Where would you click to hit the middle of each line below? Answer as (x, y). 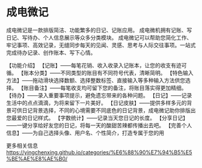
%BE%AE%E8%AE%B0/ (37, 158)
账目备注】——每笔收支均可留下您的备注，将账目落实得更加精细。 (105, 88)
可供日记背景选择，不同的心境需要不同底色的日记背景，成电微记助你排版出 (103, 110)
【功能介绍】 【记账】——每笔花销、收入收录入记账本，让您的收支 (89, 65)
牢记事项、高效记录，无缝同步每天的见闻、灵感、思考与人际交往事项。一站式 (101, 45)
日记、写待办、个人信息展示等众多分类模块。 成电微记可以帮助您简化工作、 (99, 37)
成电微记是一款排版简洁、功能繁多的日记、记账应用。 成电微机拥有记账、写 (99, 30)
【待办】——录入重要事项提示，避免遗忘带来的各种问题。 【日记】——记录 (99, 95)
